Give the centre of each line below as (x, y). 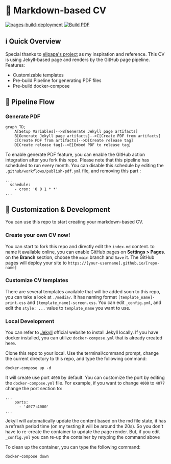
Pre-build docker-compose (41, 86)
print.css (16, 303)
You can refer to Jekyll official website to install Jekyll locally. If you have (82, 332)
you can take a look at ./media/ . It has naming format (61, 297)
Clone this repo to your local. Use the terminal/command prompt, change (82, 353)
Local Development (30, 321)
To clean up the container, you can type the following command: (73, 447)
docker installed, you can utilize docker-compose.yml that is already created (84, 338)
